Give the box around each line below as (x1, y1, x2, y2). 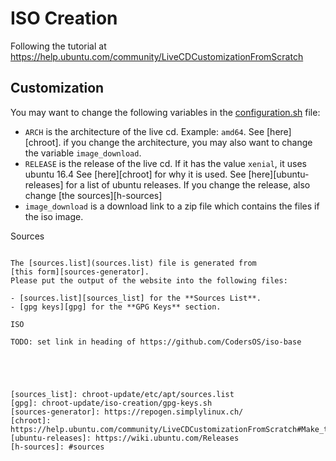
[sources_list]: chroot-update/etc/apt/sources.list (10, 389, 235, 399)
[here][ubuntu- (248, 168, 310, 180)
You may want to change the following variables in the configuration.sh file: (10, 106, 321, 118)
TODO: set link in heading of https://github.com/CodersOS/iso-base (10, 337, 302, 347)
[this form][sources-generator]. (10, 267, 150, 277)
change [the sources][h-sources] (24, 189, 163, 201)
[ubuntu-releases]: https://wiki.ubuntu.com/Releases (10, 433, 240, 443)
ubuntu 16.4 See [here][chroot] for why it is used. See (24, 168, 247, 180)
